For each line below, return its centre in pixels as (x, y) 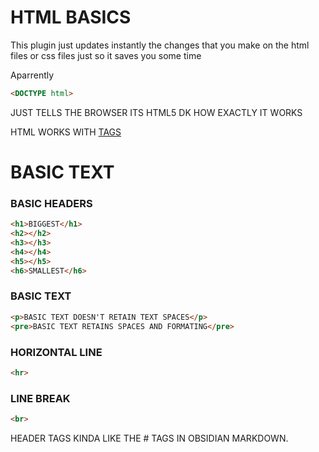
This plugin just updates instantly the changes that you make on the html (160, 45)
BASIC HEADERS (51, 203)
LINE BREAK (40, 398)
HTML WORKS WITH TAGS (66, 132)
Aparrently (32, 75)
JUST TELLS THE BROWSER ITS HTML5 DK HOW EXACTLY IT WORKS (156, 112)
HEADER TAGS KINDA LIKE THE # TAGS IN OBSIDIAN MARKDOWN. (149, 438)
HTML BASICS (71, 17)
